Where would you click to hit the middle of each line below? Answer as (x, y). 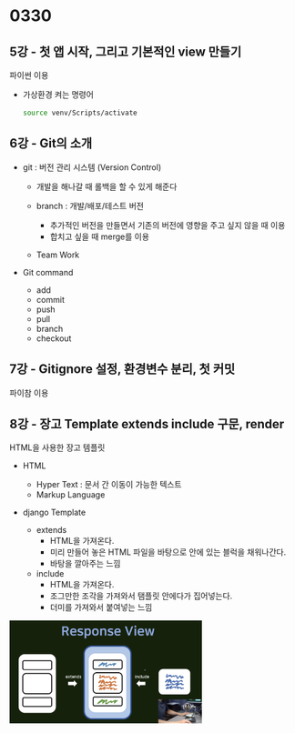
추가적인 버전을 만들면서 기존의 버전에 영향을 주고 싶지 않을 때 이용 (168, 225)
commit (51, 299)
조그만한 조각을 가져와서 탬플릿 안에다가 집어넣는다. (141, 596)
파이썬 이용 (29, 75)
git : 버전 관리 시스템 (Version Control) (92, 167)
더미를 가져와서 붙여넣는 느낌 (101, 607)
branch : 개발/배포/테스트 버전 (90, 206)
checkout (54, 338)
